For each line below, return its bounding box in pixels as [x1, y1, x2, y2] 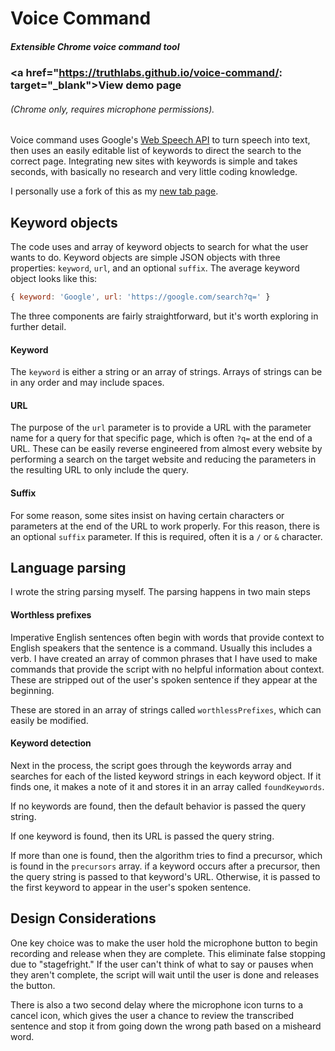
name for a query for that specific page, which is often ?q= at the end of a [10, 432, 313, 444]
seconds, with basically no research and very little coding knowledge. [10, 166, 298, 178]
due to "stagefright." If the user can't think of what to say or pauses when [10, 958, 314, 970]
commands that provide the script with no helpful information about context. [10, 663, 325, 675]
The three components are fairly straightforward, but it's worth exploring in [10, 310, 319, 322]
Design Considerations [10, 910, 157, 927]
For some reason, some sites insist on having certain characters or [10, 509, 285, 521]
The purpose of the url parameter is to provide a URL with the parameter [10, 422, 312, 434]
